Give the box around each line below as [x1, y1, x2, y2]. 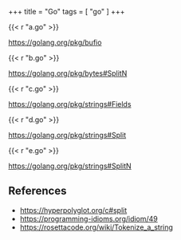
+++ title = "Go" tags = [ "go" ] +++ [8, 7, 125, 16]
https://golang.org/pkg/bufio [8, 37, 102, 47]
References [8, 184, 67, 198]
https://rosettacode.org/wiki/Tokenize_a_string [19, 222, 174, 232]
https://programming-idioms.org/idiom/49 [19, 214, 158, 223]
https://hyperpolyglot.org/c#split [19, 205, 128, 214]
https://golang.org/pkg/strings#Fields [8, 100, 132, 108]
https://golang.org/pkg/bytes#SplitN [8, 69, 128, 78]
